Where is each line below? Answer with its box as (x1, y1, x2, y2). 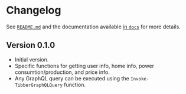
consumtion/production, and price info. (14, 69, 110, 76)
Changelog (6, 4, 61, 17)
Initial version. (14, 56, 49, 63)
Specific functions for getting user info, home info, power (14, 62, 155, 69)
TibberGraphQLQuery (14, 82, 63, 88)
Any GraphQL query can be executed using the (14, 74, 130, 82)
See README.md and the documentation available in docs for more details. (6, 23, 181, 30)
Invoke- (130, 76, 149, 82)
